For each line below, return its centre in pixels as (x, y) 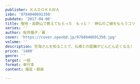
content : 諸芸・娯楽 (24, 70)
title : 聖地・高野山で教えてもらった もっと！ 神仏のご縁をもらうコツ (70, 23)
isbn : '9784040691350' (29, 14)
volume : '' (16, 42)
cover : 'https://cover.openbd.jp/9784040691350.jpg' (61, 38)
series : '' (16, 28)
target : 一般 (18, 60)
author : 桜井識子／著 (25, 33)
